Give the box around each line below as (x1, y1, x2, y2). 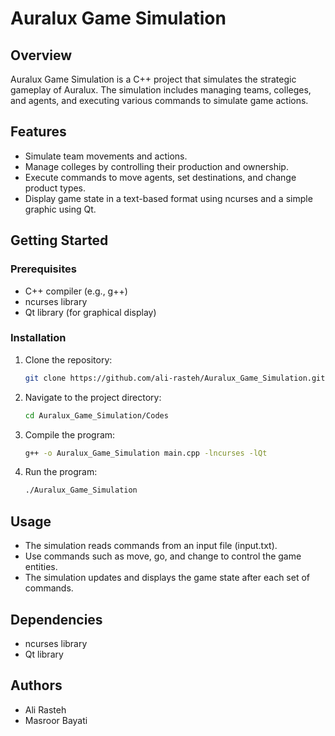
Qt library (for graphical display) (24, 306, 157, 318)
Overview (10, 47, 73, 64)
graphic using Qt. (24, 203, 97, 215)
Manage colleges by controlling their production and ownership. (24, 160, 289, 172)
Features (10, 123, 67, 141)
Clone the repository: (24, 353, 113, 366)
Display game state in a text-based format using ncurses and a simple (24, 192, 313, 204)
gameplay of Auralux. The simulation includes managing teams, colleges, (10, 84, 312, 96)
